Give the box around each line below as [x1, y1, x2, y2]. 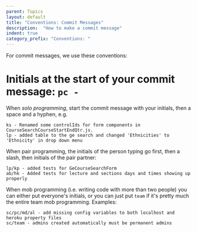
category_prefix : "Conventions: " [6, 36, 91, 42]
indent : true [6, 31, 38, 36]
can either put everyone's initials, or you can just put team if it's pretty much [6, 192, 189, 199]
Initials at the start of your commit [6, 73, 175, 86]
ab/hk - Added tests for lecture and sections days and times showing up [6, 170, 191, 176]
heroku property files [6, 215, 62, 221]
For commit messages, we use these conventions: [6, 52, 128, 59]
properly [6, 176, 28, 181]
